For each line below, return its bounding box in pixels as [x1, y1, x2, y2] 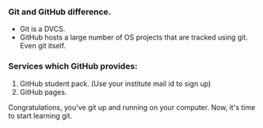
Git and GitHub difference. [8, 6, 112, 17]
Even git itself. [19, 41, 66, 51]
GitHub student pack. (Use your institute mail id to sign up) [19, 78, 212, 88]
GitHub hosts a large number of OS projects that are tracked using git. [19, 32, 248, 42]
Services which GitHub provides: [8, 61, 138, 72]
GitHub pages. [19, 87, 67, 96]
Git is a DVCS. [19, 24, 66, 34]
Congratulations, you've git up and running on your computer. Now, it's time [8, 102, 256, 112]
